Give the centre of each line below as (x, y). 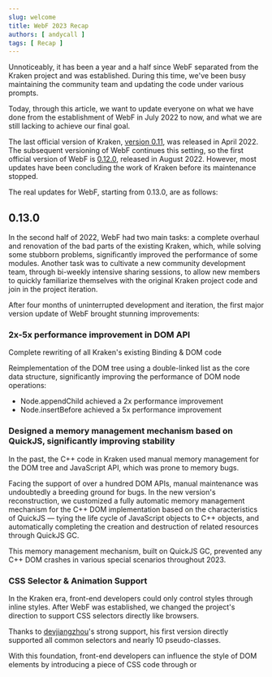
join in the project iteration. (53, 290)
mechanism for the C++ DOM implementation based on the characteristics (133, 509)
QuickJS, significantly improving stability (92, 441)
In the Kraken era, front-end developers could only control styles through (131, 598)
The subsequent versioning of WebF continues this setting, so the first (126, 151)
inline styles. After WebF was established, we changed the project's (122, 607)
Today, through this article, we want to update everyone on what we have (131, 109)
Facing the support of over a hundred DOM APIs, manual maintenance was (134, 483)
